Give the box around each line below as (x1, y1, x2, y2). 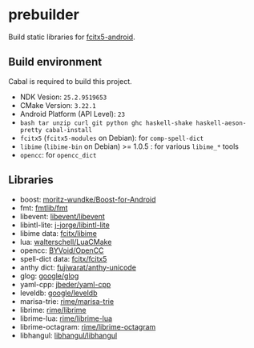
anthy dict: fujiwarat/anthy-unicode (19, 262, 136, 272)
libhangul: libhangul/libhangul (19, 330, 118, 340)
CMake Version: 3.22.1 (19, 100, 96, 110)
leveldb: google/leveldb (19, 288, 98, 298)
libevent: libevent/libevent (19, 211, 106, 221)
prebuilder (8, 6, 80, 24)
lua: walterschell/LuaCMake (19, 237, 112, 246)
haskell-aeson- (196, 118, 247, 127)
